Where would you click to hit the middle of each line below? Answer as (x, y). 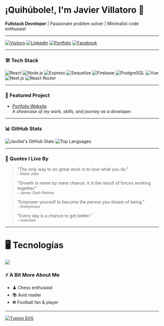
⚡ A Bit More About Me (32, 275)
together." (27, 188)
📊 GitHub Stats (24, 129)
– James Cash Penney (36, 193)
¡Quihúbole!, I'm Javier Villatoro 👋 (75, 10)
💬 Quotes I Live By (27, 159)
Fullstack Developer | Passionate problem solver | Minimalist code (72, 23)
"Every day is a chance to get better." (54, 216)
